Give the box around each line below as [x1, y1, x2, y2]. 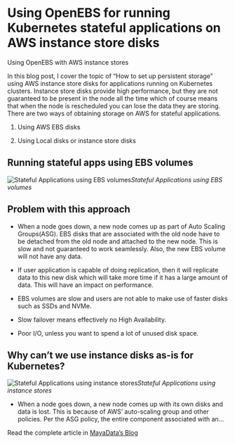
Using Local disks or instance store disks [17, 136, 137, 145]
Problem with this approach [7, 203, 131, 215]
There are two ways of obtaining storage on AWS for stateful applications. [7, 109, 221, 118]
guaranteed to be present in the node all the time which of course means [7, 94, 218, 103]
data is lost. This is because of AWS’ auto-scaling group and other [17, 407, 209, 416]
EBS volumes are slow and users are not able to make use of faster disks [17, 294, 228, 303]
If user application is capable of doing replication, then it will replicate [17, 265, 219, 274]
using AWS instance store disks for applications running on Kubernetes [7, 79, 213, 87]
